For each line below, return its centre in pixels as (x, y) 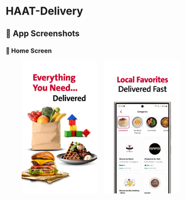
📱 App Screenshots (43, 34)
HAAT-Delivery (44, 11)
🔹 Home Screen (29, 51)
